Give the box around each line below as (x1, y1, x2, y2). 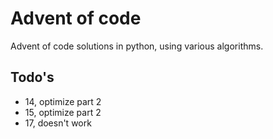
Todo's (10, 69, 55, 86)
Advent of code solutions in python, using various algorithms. (10, 40, 264, 52)
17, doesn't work (24, 117, 92, 129)
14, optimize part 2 (24, 95, 102, 107)
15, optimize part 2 (24, 106, 102, 118)
